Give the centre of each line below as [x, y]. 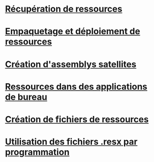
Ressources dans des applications [76, 86]
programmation [37, 152]
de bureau [26, 97]
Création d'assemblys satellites [71, 64]
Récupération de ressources [64, 9]
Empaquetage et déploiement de [73, 32]
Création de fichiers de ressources [77, 119]
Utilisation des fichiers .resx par [71, 142]
